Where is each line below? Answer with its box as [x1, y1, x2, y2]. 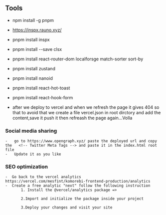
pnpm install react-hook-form [12, 94, 73, 100]
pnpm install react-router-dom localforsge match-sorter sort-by [12, 56, 144, 62]
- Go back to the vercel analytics [5, 175, 81, 180]
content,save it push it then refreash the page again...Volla [12, 115, 133, 121]
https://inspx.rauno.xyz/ [12, 27, 62, 33]
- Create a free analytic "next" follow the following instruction [5, 183, 151, 189]
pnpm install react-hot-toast [12, 85, 70, 91]
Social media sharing [5, 127, 57, 134]
